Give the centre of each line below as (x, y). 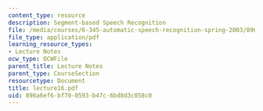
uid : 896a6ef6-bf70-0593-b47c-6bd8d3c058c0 (80, 95)
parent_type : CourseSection (54, 73)
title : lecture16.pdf (43, 88)
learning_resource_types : (50, 45)
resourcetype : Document (47, 81)
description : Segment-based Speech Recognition (87, 23)
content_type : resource (47, 15)
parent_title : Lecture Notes (56, 66)
